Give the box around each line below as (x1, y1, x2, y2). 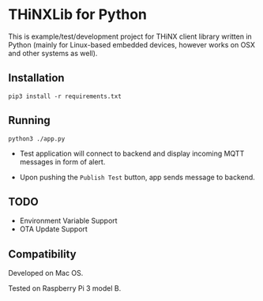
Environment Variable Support (19, 216, 118, 226)
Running (8, 114, 51, 127)
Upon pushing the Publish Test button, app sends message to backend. (19, 172, 255, 182)
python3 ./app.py (8, 134, 66, 143)
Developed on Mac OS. (8, 269, 84, 278)
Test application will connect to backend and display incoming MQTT (19, 149, 245, 158)
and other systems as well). (8, 48, 98, 58)
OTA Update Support (19, 224, 88, 234)
